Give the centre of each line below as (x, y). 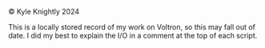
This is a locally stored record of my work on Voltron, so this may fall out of (132, 27)
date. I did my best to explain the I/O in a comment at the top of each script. (133, 36)
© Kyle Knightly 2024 (44, 12)
